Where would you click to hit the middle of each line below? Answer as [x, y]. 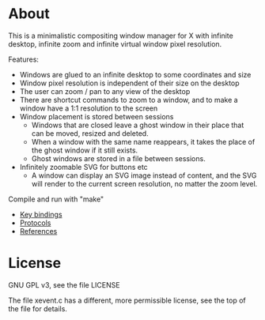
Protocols [35, 223]
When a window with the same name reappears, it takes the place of [143, 141]
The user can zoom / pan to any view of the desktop [105, 91]
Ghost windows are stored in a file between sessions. [118, 158]
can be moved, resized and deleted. [90, 133]
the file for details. [38, 308]
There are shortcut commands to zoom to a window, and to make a [129, 100]
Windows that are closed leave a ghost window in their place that [138, 125]
